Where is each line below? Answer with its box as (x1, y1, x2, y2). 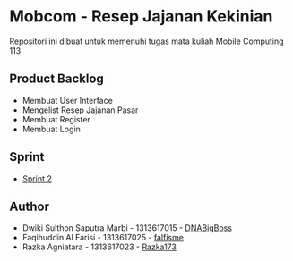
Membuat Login (22, 123, 81, 134)
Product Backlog (9, 72, 105, 87)
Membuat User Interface (22, 95, 114, 105)
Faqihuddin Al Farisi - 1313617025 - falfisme (22, 232, 184, 243)
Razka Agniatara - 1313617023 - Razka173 (22, 241, 177, 252)
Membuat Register (22, 114, 91, 124)
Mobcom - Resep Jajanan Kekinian (9, 6, 273, 27)
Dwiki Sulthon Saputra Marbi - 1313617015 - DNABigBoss (22, 223, 233, 233)
